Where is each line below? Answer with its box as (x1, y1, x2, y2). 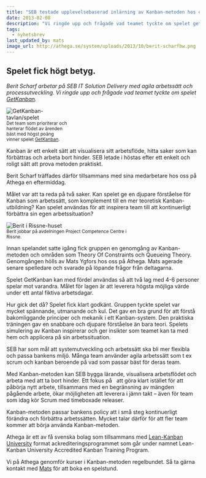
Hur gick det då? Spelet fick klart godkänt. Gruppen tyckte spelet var (6, 301, 180, 308)
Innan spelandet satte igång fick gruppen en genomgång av (6, 244, 158, 252)
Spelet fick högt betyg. (6, 66, 96, 77)
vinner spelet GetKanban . (6, 136, 60, 142)
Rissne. (6, 234, 22, 240)
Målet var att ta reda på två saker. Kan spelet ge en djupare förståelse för (6, 190, 191, 198)
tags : (6, 26, 20, 33)
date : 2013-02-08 (6, 15, 51, 21)
